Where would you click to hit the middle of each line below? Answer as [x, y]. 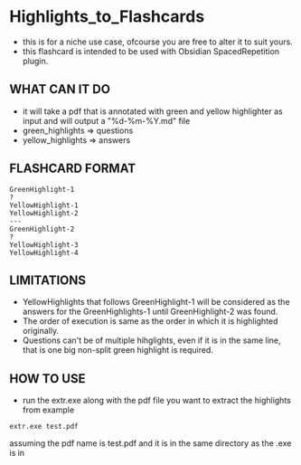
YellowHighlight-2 [44, 213]
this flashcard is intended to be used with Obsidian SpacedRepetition [151, 51]
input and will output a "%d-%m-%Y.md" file [106, 120]
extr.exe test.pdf [44, 427]
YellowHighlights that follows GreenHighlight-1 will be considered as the [156, 302]
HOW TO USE [47, 379]
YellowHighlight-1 [44, 205]
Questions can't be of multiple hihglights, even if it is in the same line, [152, 340]
